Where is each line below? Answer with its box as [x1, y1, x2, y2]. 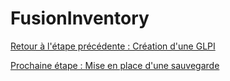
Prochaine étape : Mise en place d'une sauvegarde [10, 59, 220, 71]
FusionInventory [10, 7, 150, 30]
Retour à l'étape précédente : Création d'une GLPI [10, 40, 216, 52]
